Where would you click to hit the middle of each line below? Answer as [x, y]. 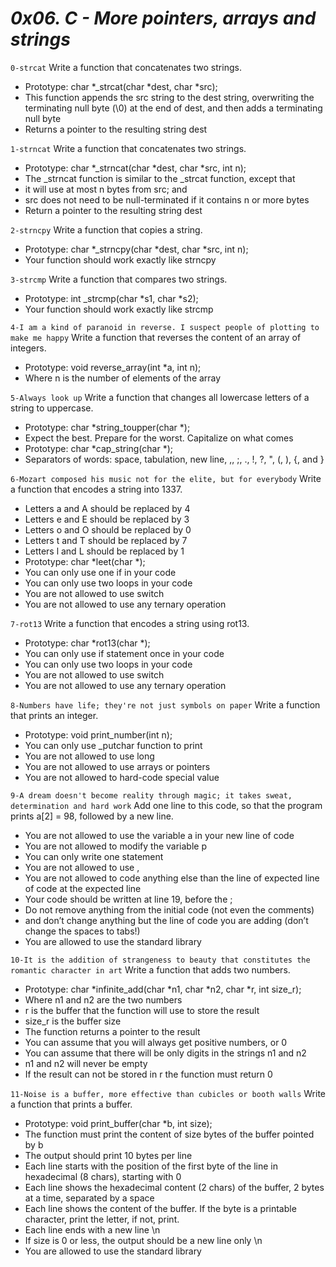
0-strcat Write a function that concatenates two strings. [126, 67]
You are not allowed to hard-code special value [122, 777]
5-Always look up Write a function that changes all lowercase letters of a [160, 397]
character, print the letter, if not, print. [102, 1219]
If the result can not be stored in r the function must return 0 [148, 1074]
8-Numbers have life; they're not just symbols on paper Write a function [165, 704]
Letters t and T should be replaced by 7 [106, 540]
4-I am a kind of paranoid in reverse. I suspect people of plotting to [165, 327]
